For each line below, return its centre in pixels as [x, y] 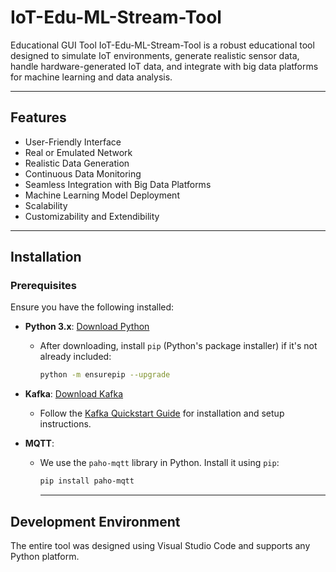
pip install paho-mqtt [87, 481]
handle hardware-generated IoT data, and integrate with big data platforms [164, 66]
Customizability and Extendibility [92, 216]
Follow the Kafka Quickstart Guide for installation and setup [162, 413]
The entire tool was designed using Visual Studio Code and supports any [160, 545]
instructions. [65, 424]
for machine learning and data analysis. [91, 77]
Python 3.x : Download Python [87, 327]
